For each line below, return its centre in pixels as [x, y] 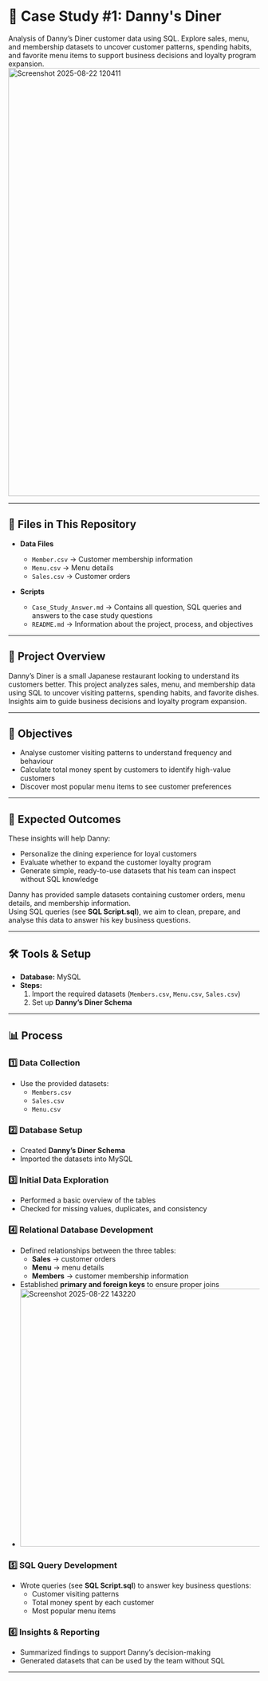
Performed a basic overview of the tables [88, 1200]
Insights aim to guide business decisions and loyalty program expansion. [128, 701]
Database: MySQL [50, 977]
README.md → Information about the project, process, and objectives [142, 624]
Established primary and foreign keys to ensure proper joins [119, 1284]
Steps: [31, 985]
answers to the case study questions [92, 615]
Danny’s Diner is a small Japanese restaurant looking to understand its [124, 675]
